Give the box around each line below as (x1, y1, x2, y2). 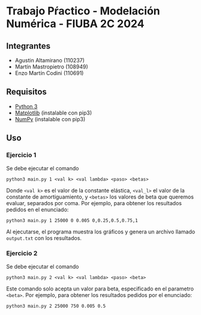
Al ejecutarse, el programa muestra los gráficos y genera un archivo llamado (6, 228, 196, 235)
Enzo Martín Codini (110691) (14, 70, 84, 76)
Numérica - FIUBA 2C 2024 (6, 17, 145, 31)
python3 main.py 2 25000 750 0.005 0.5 (6, 303, 106, 309)
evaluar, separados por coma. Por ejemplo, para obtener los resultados (6, 199, 182, 206)
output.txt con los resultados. (6, 234, 82, 241)
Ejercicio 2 (6, 249, 38, 257)
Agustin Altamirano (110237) (14, 57, 85, 64)
